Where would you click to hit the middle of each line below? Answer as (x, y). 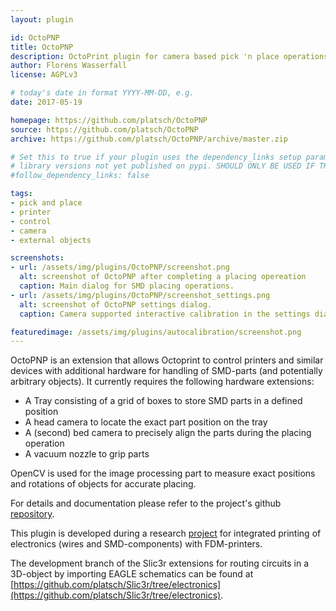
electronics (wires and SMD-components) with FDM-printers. (136, 544)
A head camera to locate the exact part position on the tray (146, 422)
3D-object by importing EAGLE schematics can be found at (132, 574)
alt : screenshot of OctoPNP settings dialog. (116, 304)
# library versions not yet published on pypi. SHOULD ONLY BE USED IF (162, 166)
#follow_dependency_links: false (80, 176)
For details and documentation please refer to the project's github (146, 503)
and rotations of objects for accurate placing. (103, 484)
